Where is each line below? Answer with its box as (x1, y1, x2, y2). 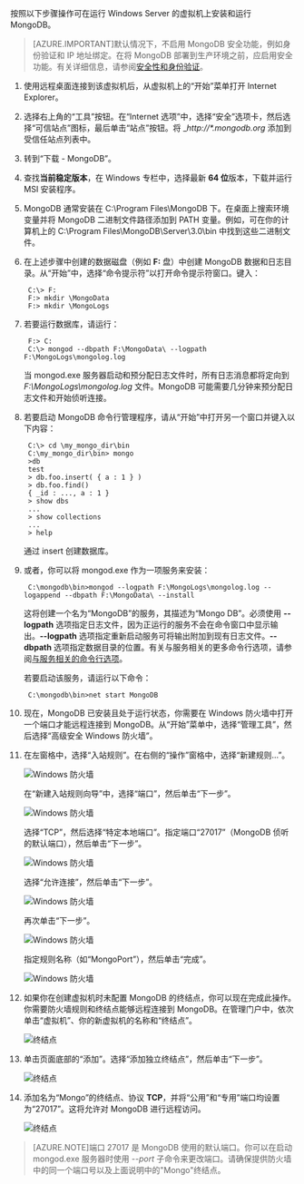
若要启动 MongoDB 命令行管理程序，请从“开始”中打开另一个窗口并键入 (23, 412, 288, 422)
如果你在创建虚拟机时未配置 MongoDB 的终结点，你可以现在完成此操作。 (23, 993, 297, 1003)
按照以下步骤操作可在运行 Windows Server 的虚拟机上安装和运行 (10, 8, 252, 18)
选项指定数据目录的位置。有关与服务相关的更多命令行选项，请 (54, 642, 285, 652)
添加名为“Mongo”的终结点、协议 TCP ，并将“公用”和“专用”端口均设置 (23, 1092, 280, 1102)
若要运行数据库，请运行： (23, 318, 120, 329)
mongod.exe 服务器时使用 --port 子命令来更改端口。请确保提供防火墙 (32, 1153, 292, 1164)
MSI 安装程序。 (23, 184, 81, 194)
